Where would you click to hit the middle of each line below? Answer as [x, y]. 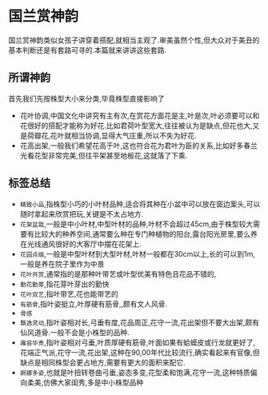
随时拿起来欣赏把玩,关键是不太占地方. [82, 213]
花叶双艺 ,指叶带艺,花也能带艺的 [69, 293]
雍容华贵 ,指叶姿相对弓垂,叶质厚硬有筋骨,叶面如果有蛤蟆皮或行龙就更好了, [138, 342]
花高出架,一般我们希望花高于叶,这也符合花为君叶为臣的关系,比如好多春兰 [138, 146]
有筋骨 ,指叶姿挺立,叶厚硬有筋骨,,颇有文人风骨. [94, 304]
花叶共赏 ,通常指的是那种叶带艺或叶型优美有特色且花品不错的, [118, 273]
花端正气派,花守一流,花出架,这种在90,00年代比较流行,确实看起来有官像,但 [140, 352]
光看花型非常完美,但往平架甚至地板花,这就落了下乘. [104, 155]
